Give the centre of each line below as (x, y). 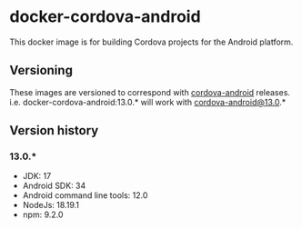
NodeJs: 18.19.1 (51, 205)
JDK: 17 (37, 176)
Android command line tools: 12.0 (85, 195)
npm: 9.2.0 (43, 214)
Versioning (41, 70)
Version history (54, 130)
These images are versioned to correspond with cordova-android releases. (150, 92)
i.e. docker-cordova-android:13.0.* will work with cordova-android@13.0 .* (148, 102)
